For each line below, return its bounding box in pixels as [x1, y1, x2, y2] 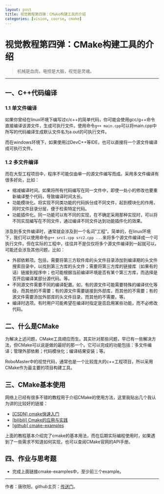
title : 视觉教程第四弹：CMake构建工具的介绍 [5, 12, 86, 17]
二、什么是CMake [5, 322, 60, 330]
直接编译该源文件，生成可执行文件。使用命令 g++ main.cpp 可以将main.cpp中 [5, 123, 157, 128]
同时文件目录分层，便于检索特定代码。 [12, 206, 89, 212]
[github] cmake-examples [12, 422, 64, 428]
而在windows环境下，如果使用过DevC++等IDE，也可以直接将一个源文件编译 [5, 139, 158, 145]
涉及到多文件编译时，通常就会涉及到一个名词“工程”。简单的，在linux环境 [5, 228, 151, 234]
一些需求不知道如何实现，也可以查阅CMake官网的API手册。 [13, 439, 133, 445]
